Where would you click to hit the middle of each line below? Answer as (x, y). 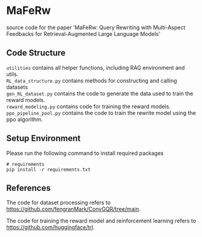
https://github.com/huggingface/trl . (51, 227)
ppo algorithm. (25, 119)
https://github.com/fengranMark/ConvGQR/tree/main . (73, 209)
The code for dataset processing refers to (59, 203)
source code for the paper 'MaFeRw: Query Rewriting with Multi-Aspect (96, 27)
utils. (12, 74)
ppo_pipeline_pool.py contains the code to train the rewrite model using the (101, 112)
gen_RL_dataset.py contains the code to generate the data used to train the (100, 93)
